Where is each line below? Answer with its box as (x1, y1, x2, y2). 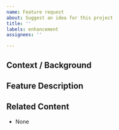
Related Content (6, 102, 70, 112)
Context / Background (6, 59, 92, 71)
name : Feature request (6, 9, 64, 15)
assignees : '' (6, 32, 43, 38)
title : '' (6, 20, 32, 26)
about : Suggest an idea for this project (6, 15, 114, 21)
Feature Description (6, 80, 84, 91)
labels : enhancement (6, 26, 59, 32)
